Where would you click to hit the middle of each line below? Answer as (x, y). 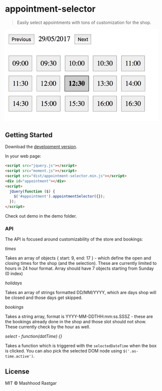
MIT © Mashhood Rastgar (31, 383)
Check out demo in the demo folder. (41, 216)
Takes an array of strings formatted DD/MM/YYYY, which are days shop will (81, 293)
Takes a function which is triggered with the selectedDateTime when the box (81, 346)
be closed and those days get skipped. (44, 298)
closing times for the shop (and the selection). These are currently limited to (81, 263)
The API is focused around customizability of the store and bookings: (74, 239)
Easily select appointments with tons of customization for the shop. (84, 22)
